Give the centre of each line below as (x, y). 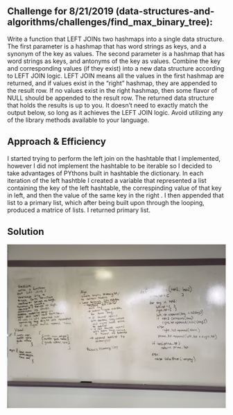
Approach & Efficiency (57, 142)
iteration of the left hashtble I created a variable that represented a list (107, 180)
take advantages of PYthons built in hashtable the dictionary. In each (105, 173)
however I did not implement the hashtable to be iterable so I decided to (110, 166)
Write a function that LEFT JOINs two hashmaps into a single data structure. (115, 39)
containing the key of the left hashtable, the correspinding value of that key (114, 188)
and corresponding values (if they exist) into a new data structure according (116, 68)
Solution (26, 232)
